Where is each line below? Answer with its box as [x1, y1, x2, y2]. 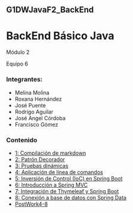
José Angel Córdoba [14, 114, 66, 122]
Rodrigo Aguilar [14, 108, 54, 115]
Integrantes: [6, 75, 43, 83]
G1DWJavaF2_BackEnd [6, 5, 94, 15]
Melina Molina [14, 89, 50, 96]
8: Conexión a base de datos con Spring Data [14, 194, 127, 201]
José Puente [14, 101, 46, 109]
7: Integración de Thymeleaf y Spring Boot [14, 187, 119, 194]
